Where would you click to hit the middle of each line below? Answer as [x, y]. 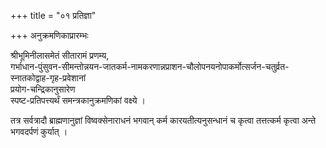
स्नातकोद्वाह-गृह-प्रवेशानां [48, 78]
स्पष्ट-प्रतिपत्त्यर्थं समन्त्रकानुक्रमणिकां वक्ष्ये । [78, 100]
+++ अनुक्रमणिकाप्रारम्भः [49, 35]
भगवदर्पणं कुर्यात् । [39, 131]
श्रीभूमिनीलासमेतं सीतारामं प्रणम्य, [60, 55]
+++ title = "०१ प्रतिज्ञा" [53, 15]
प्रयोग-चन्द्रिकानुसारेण [43, 89]
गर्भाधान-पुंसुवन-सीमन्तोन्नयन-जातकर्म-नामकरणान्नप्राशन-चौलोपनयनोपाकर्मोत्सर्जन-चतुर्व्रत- [150, 66]
